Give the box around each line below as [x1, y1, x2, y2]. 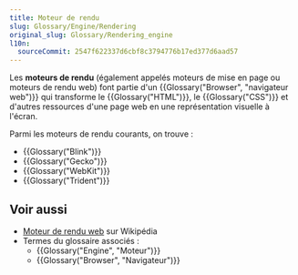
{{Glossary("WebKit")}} [22, 166, 111, 177]
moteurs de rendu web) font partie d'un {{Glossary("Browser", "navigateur [9, 82, 289, 93]
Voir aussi [9, 201, 67, 217]
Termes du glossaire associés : [22, 235, 139, 246]
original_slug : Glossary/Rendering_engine [9, 30, 173, 39]
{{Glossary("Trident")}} [22, 175, 110, 187]
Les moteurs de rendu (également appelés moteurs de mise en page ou [9, 72, 281, 83]
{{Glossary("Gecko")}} [22, 156, 108, 167]
